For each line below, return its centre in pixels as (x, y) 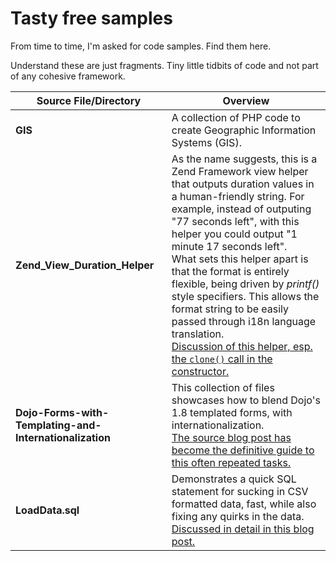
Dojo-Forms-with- (62, 412)
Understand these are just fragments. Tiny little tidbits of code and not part (164, 65)
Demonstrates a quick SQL (234, 479)
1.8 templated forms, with (232, 412)
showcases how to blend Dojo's (246, 400)
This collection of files (223, 387)
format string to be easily (230, 309)
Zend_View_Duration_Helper (85, 265)
